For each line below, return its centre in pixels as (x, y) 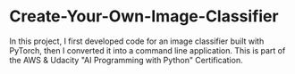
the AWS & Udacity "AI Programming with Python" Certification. (126, 60)
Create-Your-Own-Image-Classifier (144, 16)
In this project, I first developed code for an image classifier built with (137, 41)
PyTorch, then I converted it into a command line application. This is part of (147, 50)
